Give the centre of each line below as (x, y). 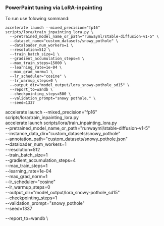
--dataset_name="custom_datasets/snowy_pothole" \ (64, 41)
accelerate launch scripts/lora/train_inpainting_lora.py (61, 123)
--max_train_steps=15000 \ (38, 63)
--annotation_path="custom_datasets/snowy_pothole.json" (66, 139)
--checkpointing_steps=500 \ (40, 94)
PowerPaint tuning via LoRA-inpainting (54, 8)
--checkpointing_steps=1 (31, 198)
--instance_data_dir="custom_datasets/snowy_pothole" (63, 134)
